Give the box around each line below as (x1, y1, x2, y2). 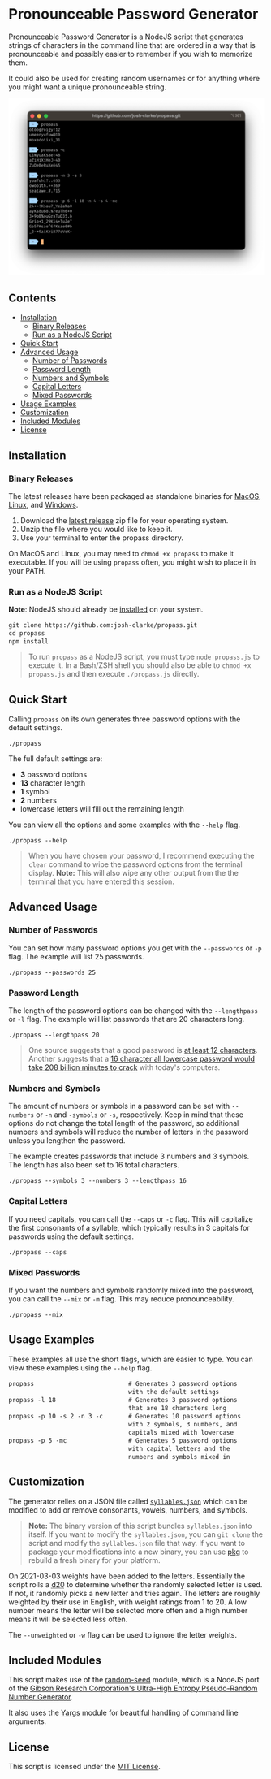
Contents (8, 291, 57, 305)
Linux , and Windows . (8, 500, 79, 509)
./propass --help (8, 837, 67, 845)
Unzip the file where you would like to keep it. (19, 524, 173, 534)
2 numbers (19, 795, 57, 805)
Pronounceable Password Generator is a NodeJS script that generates (8, 32, 243, 41)
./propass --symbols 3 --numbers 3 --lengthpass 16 (8, 1177, 187, 1185)
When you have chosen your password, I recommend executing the (28, 851, 255, 861)
